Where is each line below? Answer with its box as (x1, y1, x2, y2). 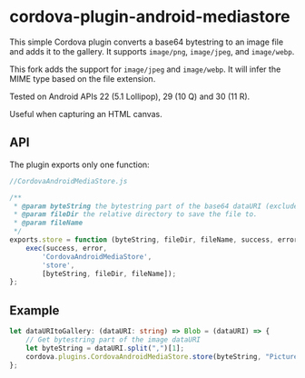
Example (9, 303, 60, 318)
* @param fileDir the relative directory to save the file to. (13, 210, 258, 219)
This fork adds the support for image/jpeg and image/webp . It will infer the (9, 64, 281, 75)
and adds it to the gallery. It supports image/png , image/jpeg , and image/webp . (9, 45, 295, 56)
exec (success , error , (25, 244, 107, 253)
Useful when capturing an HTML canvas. (9, 108, 163, 119)
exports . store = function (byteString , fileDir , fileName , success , (9, 235, 274, 244)
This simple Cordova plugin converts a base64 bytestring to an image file (9, 36, 284, 47)
